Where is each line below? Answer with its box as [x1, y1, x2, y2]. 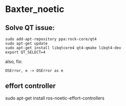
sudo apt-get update [5, 41, 48, 46]
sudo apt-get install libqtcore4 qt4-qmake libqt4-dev [5, 45, 122, 50]
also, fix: [5, 58, 23, 64]
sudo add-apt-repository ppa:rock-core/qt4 [5, 36, 97, 41]
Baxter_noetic [5, 3, 65, 15]
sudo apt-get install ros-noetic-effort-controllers [5, 95, 105, 101]
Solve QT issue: [5, 23, 55, 32]
